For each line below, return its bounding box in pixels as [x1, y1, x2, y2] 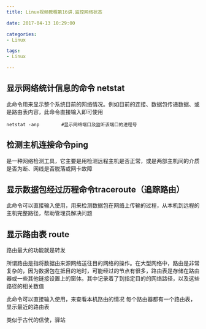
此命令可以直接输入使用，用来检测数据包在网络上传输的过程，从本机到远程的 [6, 202, 200, 209]
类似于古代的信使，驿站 [6, 316, 66, 323]
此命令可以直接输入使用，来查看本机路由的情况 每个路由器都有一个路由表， [6, 295, 196, 303]
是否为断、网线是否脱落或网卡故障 [6, 165, 93, 172]
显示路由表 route [6, 229, 69, 240]
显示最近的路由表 [6, 303, 50, 311]
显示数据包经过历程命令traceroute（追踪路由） [6, 184, 185, 195]
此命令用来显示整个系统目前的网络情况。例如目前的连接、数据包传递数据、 [6, 100, 194, 108]
